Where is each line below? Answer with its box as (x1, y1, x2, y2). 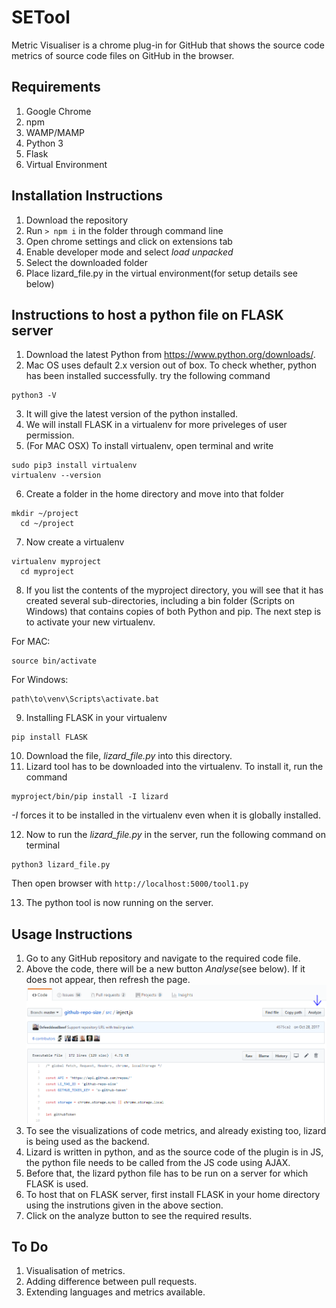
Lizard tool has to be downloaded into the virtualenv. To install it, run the (25, 761, 324, 773)
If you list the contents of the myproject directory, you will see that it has (25, 584, 324, 596)
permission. (25, 429, 75, 441)
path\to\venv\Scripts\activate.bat (11, 694, 160, 705)
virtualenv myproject (11, 557, 102, 567)
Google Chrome (25, 105, 92, 117)
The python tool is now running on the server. (25, 897, 214, 909)
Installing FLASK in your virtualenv (25, 712, 168, 724)
